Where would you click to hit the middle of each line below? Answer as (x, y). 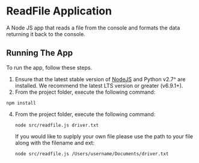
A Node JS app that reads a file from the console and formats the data (93, 28)
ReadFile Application (59, 11)
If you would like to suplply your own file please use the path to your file (104, 136)
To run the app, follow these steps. (49, 67)
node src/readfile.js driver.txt (57, 125)
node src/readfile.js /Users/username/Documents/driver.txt (92, 154)
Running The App (40, 53)
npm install (21, 103)
